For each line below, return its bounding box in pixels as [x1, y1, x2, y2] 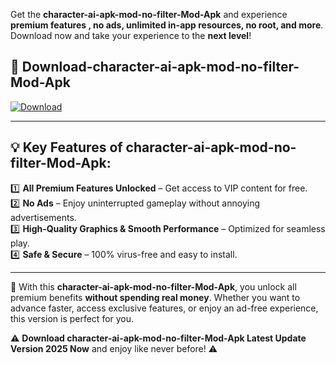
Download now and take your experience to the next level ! [10, 30, 252, 41]
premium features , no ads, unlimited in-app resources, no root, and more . [10, 19, 324, 31]
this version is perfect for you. [10, 312, 135, 324]
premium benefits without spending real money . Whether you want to [10, 291, 301, 303]
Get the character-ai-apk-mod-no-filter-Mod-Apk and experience [10, 9, 288, 20]
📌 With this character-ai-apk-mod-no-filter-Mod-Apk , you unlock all [10, 280, 297, 293]
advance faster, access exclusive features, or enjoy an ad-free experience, [10, 302, 319, 314]
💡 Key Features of [10, 139, 123, 156]
